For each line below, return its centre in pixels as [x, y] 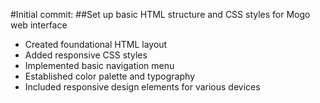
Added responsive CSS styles [86, 55]
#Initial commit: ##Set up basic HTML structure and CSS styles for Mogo [160, 14]
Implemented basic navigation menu [99, 65]
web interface [39, 25]
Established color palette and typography [109, 76]
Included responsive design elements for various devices [142, 87]
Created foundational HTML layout [96, 44]
